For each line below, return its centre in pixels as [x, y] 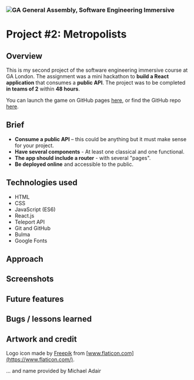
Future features [35, 299]
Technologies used [42, 183]
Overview [24, 56]
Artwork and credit [42, 339]
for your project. [34, 145]
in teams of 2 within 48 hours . [43, 89]
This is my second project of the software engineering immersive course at [97, 70]
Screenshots [30, 279]
